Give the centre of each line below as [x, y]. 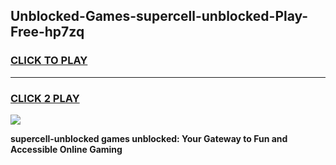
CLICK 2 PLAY [45, 98]
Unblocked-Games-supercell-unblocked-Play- [159, 16]
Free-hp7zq [47, 32]
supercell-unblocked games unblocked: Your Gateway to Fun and [149, 138]
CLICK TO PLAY [49, 61]
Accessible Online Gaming [66, 149]
